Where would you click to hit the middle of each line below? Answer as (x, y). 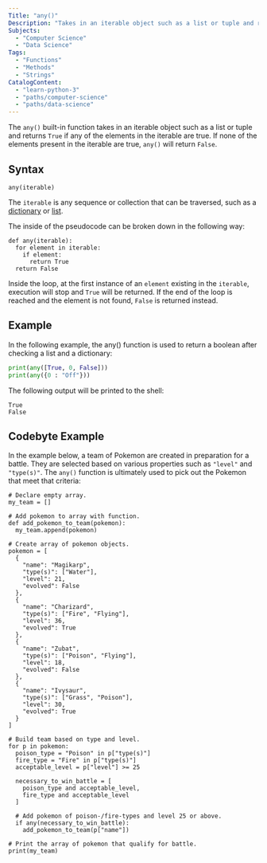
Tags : (17, 53)
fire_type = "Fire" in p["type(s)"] (76, 761)
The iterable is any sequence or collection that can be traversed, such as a (132, 202)
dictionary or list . (36, 210)
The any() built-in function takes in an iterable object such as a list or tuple (130, 127)
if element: (42, 255)
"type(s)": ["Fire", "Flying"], (76, 614)
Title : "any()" (33, 16)
